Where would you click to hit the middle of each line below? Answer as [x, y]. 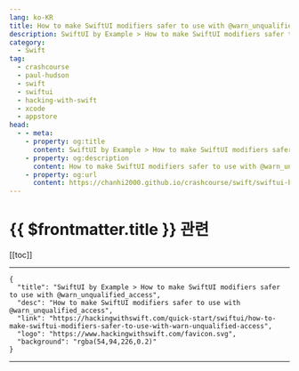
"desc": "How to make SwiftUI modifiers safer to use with [129, 303]
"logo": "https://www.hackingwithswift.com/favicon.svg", [127, 335]
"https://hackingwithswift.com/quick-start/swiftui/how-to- [162, 319]
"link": [32, 319]
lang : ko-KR [31, 17]
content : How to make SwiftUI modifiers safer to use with [144, 166]
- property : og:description [77, 158]
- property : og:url [61, 174]
